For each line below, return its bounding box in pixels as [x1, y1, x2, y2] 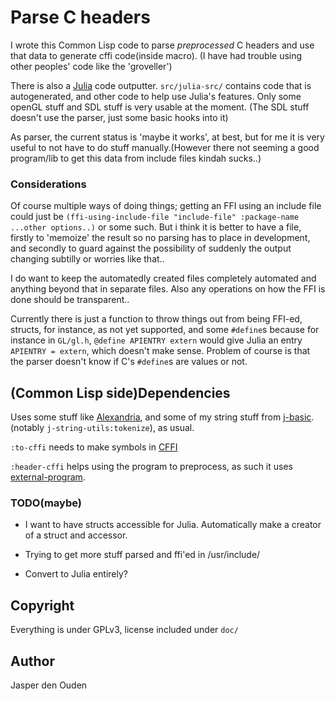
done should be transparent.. [10, 294, 130, 306]
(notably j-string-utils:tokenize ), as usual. [10, 422, 195, 434]
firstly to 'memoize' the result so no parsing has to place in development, [10, 232, 311, 244]
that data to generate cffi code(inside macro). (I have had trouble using [10, 49, 303, 61]
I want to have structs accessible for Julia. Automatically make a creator [24, 519, 322, 531]
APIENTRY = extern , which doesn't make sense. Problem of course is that [10, 345, 311, 357]
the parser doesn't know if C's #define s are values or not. [10, 356, 248, 368]
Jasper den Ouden [10, 679, 88, 691]
